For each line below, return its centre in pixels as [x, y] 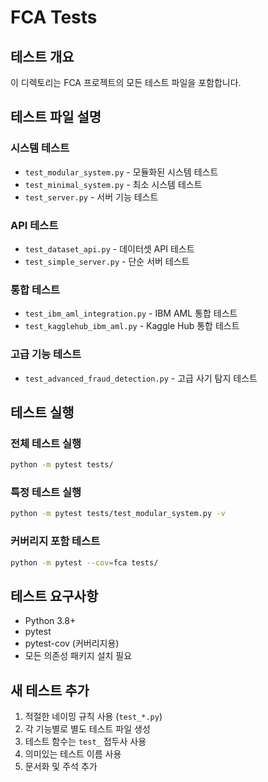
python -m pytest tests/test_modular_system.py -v [118, 514]
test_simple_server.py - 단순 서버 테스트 [107, 261]
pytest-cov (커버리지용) [72, 643]
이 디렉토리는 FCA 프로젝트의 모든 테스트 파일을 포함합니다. [126, 82]
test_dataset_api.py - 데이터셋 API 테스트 [109, 248]
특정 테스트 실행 [46, 493]
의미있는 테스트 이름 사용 [73, 754]
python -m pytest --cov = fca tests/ [84, 562]
